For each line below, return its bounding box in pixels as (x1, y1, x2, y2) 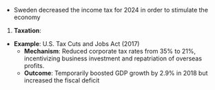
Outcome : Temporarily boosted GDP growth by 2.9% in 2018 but (23, 69, 208, 77)
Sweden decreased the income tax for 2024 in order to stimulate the (13, 6, 209, 14)
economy (13, 13, 41, 21)
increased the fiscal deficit (23, 76, 100, 85)
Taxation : (13, 27, 41, 34)
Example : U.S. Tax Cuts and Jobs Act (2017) (13, 40, 140, 47)
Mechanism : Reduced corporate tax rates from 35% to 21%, (23, 47, 196, 55)
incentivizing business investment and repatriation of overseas (23, 54, 202, 63)
